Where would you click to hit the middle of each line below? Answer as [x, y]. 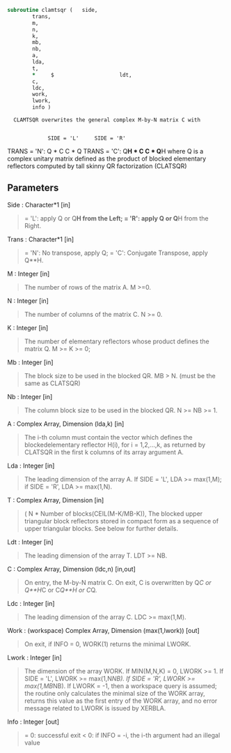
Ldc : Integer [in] [31, 603]
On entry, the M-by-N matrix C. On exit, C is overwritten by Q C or [118, 582]
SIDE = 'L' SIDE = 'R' [87, 138]
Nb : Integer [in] [30, 396]
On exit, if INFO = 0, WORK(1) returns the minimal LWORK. [107, 644]
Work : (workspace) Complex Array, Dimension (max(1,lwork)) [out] [103, 630]
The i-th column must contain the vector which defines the [108, 437]
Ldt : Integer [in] [30, 542]
